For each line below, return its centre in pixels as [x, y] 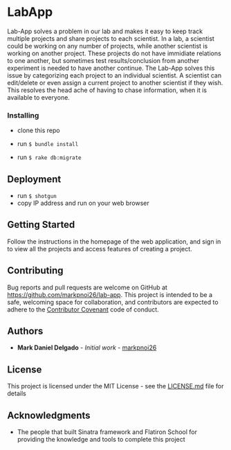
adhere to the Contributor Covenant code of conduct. [83, 309]
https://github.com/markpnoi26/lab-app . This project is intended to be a [110, 294]
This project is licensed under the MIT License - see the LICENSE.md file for [115, 386]
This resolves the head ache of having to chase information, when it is [107, 90]
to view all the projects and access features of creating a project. [100, 249]
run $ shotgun [37, 196]
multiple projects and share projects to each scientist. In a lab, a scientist [111, 38]
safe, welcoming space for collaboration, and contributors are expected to [113, 302]
